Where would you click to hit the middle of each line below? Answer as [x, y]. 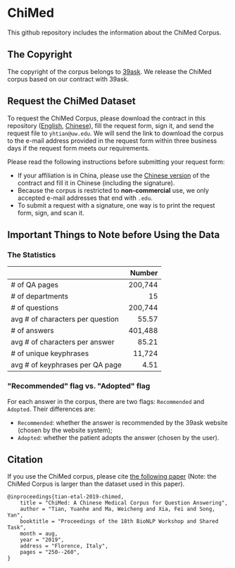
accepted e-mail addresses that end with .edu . [85, 198]
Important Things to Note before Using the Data [114, 235]
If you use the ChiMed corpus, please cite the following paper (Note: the [112, 477]
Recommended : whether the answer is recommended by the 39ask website [122, 422]
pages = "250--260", [50, 553]
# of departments [40, 296]
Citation [25, 459]
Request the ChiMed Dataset [71, 101]
